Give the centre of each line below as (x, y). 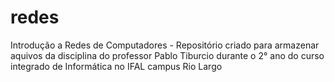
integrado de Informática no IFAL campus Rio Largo (116, 66)
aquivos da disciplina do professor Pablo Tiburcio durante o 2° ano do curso (167, 55)
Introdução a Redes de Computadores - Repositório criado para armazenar (165, 45)
